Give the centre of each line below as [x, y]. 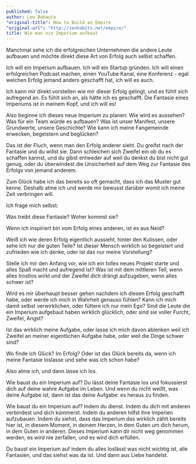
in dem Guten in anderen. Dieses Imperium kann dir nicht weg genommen [95, 431]
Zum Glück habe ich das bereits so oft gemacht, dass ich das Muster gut [94, 182]
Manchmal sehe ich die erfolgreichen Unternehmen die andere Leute [89, 50]
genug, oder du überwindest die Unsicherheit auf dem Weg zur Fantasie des [98, 164]
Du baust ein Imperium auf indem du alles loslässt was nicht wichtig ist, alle [97, 449]
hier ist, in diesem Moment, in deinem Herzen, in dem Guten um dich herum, [98, 425]
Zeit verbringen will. [30, 194]
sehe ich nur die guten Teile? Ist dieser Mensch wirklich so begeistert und [95, 246]
